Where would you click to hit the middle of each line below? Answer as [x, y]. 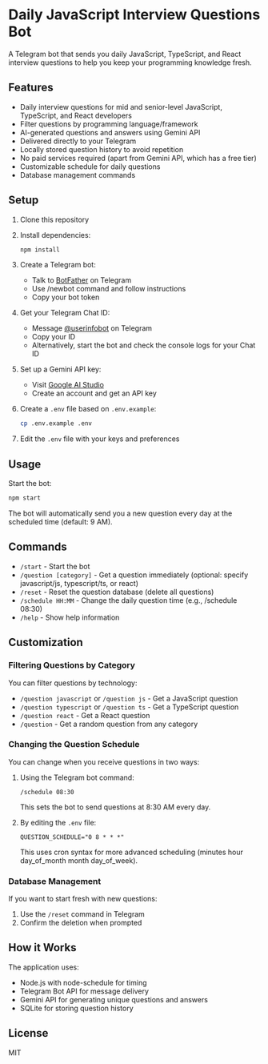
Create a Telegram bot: [58, 265]
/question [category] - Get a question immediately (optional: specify [134, 575]
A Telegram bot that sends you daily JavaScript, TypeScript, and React [125, 54]
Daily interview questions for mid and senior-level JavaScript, [121, 106]
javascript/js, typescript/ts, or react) [79, 583]
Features [31, 88]
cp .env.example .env [56, 424]
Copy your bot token [66, 297]
